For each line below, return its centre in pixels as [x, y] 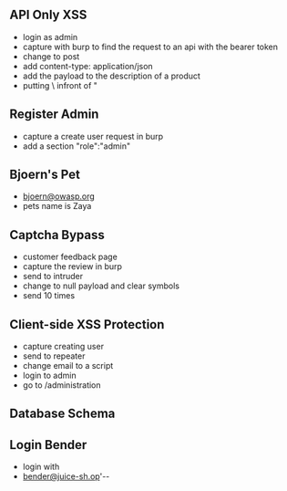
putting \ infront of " [60, 85]
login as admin [50, 37]
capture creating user [63, 347]
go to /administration [62, 385]
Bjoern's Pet [45, 175]
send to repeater [54, 356]
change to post [51, 56]
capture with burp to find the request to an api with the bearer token [150, 47]
